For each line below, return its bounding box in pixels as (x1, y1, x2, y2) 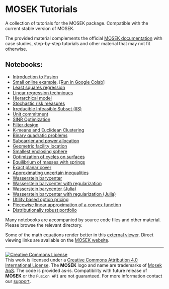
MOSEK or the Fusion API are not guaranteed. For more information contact (5, 272, 162, 279)
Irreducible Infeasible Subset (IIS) (12, 105, 82, 111)
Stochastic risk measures (12, 100, 65, 106)
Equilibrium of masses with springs (12, 159, 86, 165)
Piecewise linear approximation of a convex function (12, 202, 121, 208)
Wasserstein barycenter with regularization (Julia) (12, 191, 116, 197)
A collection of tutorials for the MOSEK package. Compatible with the (5, 20, 148, 26)
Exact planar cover (12, 164, 52, 170)
